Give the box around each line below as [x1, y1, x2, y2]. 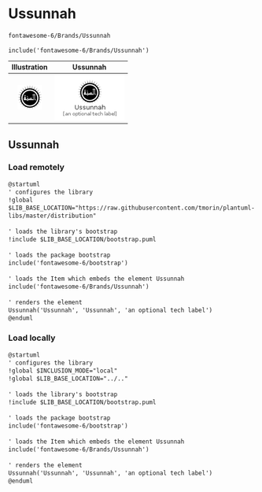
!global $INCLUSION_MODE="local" [8, 367, 118, 375]
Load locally [8, 332, 56, 343]
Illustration [11, 62, 49, 72]
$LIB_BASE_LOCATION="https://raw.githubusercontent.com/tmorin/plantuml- [8, 204, 256, 212]
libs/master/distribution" [8, 212, 97, 220]
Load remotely [8, 161, 65, 172]
